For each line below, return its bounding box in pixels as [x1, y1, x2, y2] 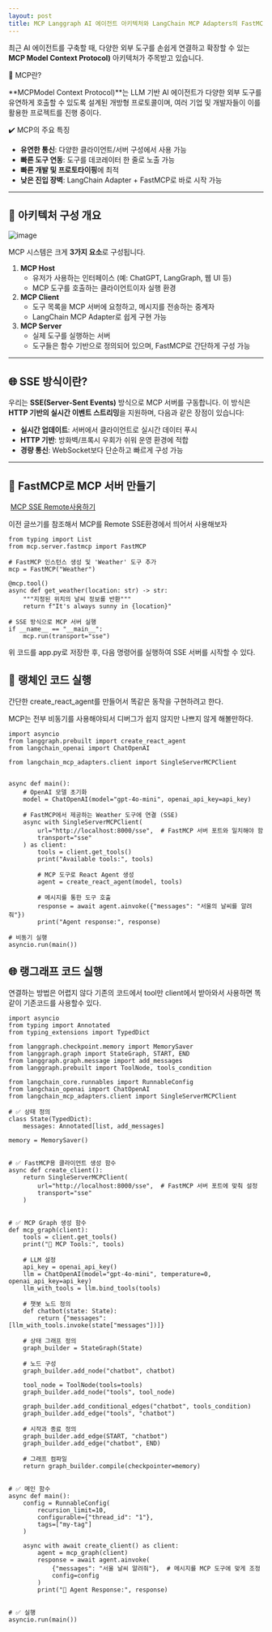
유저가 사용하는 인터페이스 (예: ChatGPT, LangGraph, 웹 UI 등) [32, 273, 232, 283]
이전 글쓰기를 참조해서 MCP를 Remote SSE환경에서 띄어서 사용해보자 [8, 519, 228, 529]
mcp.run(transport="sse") [23, 632, 111, 640]
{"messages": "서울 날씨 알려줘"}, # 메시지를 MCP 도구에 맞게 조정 [51, 1564, 261, 1573]
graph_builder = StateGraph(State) [23, 1343, 143, 1352]
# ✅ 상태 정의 [8, 1107, 51, 1116]
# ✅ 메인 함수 [8, 1484, 51, 1493]
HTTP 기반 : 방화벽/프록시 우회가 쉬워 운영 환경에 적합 [19, 435, 189, 445]
